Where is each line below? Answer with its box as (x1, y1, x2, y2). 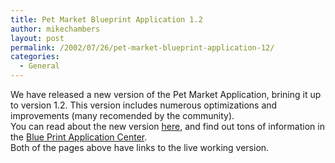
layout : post (10, 33, 65, 43)
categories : (10, 52, 60, 62)
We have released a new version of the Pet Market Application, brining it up (10, 89, 322, 100)
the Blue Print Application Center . (10, 131, 148, 143)
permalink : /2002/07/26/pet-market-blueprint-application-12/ (10, 42, 275, 53)
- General (19, 61, 60, 71)
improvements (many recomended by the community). (10, 110, 235, 121)
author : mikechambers (10, 24, 101, 34)
